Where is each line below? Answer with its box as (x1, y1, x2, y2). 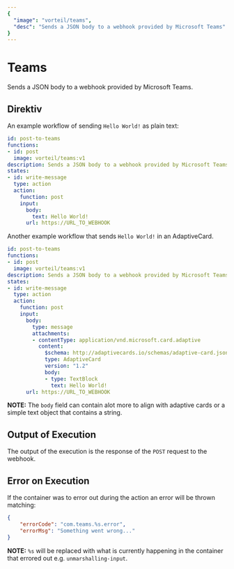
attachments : (32, 330, 70, 337)
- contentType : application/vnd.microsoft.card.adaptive (32, 337, 201, 343)
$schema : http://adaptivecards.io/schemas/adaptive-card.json (44, 350, 229, 357)
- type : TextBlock (44, 375, 98, 383)
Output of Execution (7, 429, 96, 441)
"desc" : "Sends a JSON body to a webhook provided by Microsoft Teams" (13, 23, 226, 30)
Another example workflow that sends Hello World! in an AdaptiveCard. (7, 232, 214, 241)
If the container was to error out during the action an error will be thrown (7, 494, 216, 501)
